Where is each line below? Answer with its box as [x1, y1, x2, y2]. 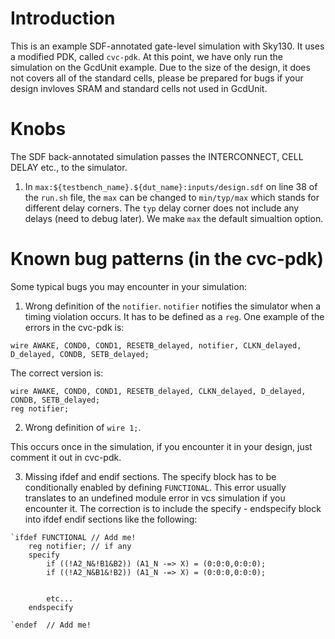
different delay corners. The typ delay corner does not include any [24, 202, 300, 214]
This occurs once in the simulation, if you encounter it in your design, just [10, 440, 313, 452]
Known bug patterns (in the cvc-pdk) [10, 248, 324, 271]
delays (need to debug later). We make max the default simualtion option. [24, 212, 324, 224]
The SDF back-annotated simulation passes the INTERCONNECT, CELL [10, 150, 304, 162]
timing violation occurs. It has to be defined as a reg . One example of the [24, 310, 325, 322]
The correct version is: [10, 367, 104, 379]
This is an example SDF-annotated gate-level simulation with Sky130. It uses [10, 40, 325, 52]
